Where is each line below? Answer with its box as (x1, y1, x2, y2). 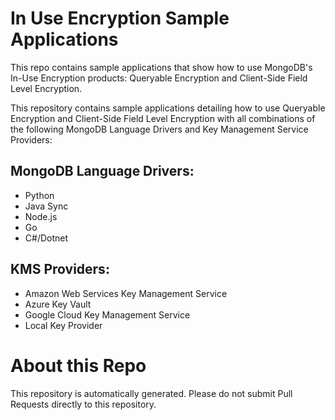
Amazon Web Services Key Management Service (24, 287, 228, 299)
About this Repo (10, 354, 147, 377)
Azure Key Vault (24, 298, 92, 310)
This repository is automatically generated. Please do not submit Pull (10, 387, 293, 399)
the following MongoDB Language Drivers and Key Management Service (10, 123, 309, 135)
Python (24, 189, 55, 201)
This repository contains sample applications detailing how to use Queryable (10, 102, 326, 114)
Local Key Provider (24, 319, 103, 331)
